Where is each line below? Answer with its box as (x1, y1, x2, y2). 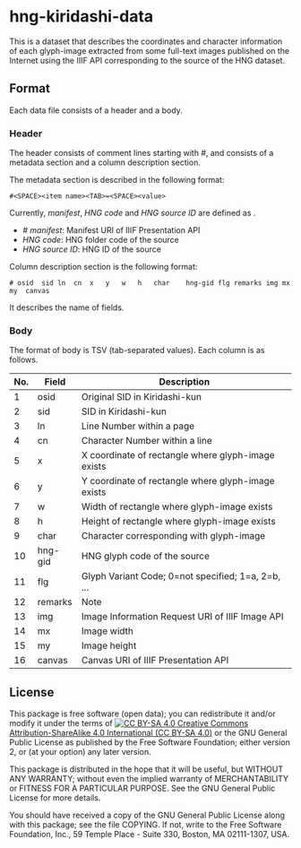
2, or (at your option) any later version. (9, 747, 152, 757)
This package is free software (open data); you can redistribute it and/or (9, 708, 276, 719)
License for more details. (9, 792, 101, 803)
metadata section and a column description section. (9, 157, 202, 168)
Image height (81, 639, 137, 652)
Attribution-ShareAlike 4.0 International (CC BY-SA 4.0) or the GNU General (9, 728, 288, 739)
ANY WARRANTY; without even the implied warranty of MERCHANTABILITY (9, 774, 289, 784)
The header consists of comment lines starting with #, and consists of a (9, 148, 274, 159)
